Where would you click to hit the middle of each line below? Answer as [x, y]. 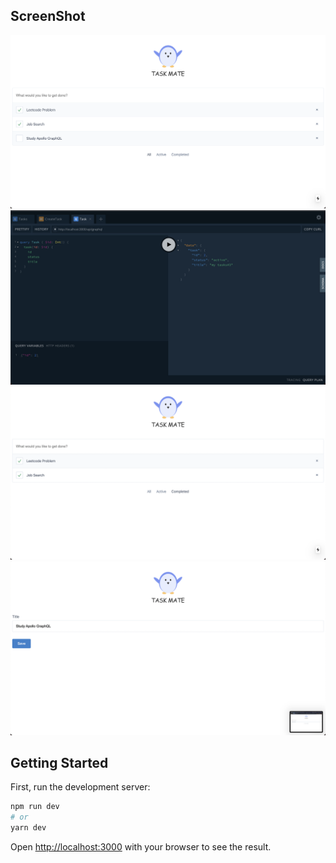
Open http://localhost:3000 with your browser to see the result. [141, 847]
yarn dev [28, 828]
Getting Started [59, 763]
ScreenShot [48, 16]
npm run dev [35, 807]
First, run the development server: [80, 787]
